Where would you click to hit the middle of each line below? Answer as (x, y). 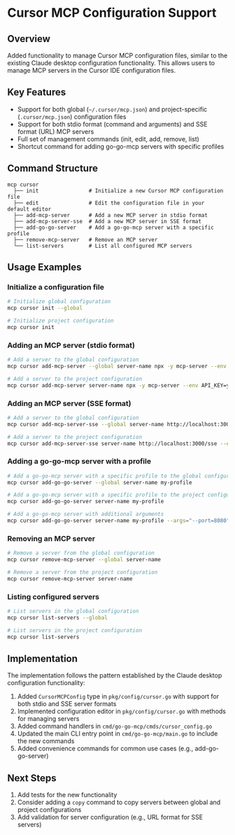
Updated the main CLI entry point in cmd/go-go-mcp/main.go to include (117, 734)
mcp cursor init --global (45, 308)
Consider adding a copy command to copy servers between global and (119, 802)
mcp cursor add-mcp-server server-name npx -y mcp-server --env (103, 385)
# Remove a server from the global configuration (81, 553)
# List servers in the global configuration (73, 611)
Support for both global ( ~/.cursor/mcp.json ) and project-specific (112, 109)
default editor (29, 209)
